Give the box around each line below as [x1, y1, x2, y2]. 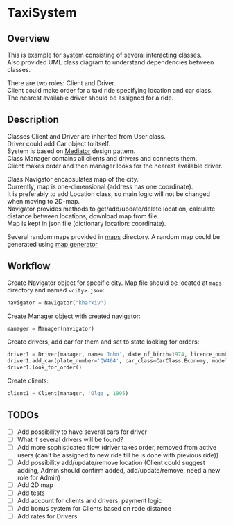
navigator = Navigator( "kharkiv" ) [7, 299, 107, 306]
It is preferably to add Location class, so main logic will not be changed [7, 189, 210, 198]
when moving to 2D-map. [7, 197, 80, 205]
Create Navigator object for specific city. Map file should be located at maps [7, 279, 222, 287]
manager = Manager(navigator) [7, 325, 95, 332]
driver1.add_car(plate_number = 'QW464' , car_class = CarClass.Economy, [7, 358, 209, 365]
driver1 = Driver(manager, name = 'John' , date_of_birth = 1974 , [7, 351, 188, 358]
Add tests [17, 489, 45, 497]
